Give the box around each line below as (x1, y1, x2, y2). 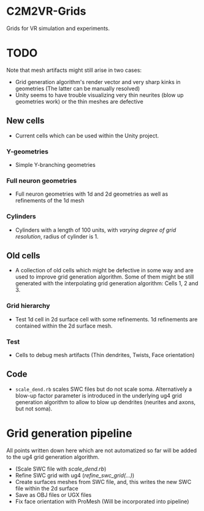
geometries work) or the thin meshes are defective (15, 98, 144, 105)
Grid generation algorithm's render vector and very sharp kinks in (15, 78, 181, 85)
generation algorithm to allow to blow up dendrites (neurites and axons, (15, 398, 196, 405)
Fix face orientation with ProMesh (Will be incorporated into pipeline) (15, 498, 189, 505)
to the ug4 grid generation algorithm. (6, 453, 100, 461)
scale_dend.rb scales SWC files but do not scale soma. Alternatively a (15, 385, 192, 393)
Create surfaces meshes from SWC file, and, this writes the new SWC (15, 478, 192, 485)
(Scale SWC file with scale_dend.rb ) (15, 465, 107, 472)
